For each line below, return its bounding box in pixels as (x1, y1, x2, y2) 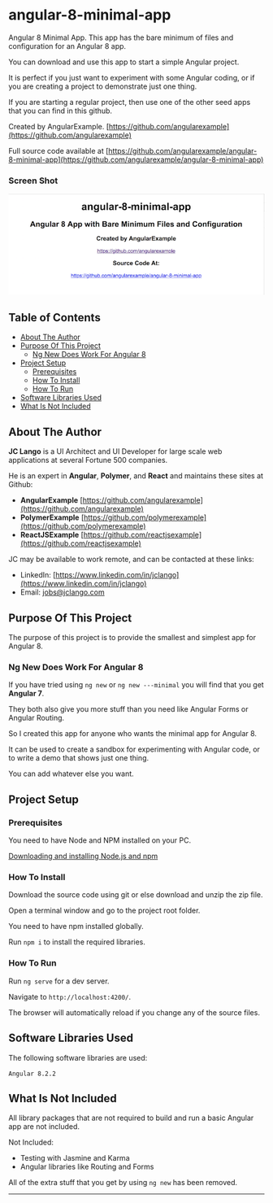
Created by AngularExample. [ (8, 121, 110, 131)
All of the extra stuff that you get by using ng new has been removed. (8, 1178, 238, 1188)
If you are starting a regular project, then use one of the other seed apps (8, 97, 251, 107)
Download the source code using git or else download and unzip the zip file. (8, 890, 263, 900)
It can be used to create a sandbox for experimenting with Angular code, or (8, 744, 260, 754)
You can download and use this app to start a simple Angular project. (8, 57, 240, 67)
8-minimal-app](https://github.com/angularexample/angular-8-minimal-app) (8, 155, 264, 164)
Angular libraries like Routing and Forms (19, 1162, 154, 1172)
